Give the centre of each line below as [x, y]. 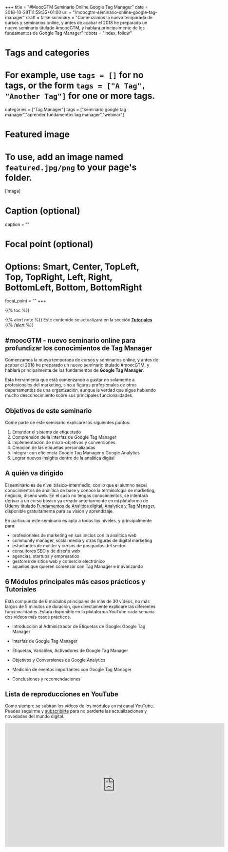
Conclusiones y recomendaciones [46, 679]
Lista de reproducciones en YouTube [62, 694]
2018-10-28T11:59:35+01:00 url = [38, 12]
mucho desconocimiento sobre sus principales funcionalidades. [69, 395]
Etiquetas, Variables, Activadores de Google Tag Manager [70, 650]
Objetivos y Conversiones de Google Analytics [59, 660]
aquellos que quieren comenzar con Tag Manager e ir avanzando [77, 566]
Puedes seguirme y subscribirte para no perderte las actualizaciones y [76, 711]
